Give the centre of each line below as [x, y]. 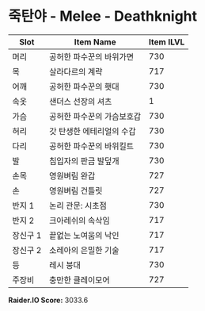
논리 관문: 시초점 [78, 205]
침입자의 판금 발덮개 [84, 161]
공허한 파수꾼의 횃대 [84, 86]
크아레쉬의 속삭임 [79, 221]
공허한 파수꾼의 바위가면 [91, 56]
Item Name [95, 42]
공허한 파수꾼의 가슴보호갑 [95, 116]
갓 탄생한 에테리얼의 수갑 [92, 131]
